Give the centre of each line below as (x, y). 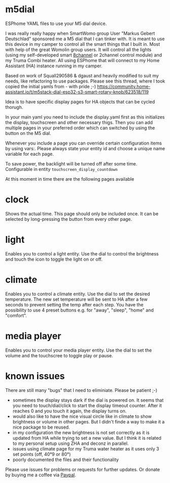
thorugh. (14, 107)
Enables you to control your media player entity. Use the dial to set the (79, 350)
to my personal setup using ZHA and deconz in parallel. (71, 443)
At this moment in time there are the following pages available (70, 179)
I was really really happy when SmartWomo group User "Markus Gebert (80, 33)
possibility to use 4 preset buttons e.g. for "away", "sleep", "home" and (79, 310)
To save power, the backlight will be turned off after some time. (71, 163)
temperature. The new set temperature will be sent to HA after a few (77, 299)
